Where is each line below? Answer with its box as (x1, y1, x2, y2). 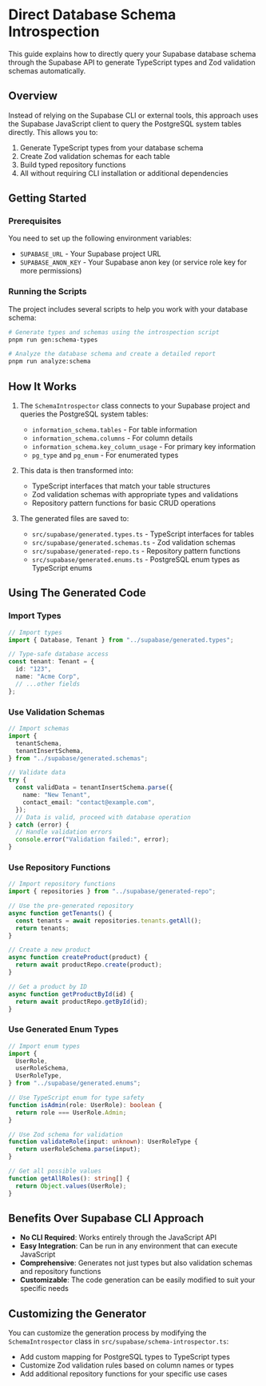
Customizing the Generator (8, 1307, 147, 1320)
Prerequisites (8, 216, 62, 227)
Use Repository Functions (8, 862, 111, 873)
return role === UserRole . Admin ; (15, 1109, 127, 1117)
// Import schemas (8, 725, 69, 733)
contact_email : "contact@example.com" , (22, 798, 156, 807)
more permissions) (19, 266, 82, 276)
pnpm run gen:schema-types (8, 336, 98, 344)
